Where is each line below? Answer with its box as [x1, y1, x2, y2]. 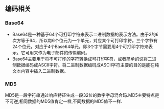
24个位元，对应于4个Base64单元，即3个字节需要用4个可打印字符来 [12, 44, 149, 49]
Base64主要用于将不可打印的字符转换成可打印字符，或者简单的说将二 [12, 56, 153, 62]
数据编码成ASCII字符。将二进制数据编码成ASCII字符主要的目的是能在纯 [16, 62, 159, 67]
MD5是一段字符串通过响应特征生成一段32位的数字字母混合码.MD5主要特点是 [5, 92, 160, 98]
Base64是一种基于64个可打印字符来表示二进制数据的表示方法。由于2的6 [12, 31, 159, 37]
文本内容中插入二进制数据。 [12, 68, 69, 74]
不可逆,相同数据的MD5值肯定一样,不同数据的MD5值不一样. [5, 98, 122, 104]
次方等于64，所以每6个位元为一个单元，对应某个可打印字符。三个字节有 [12, 37, 158, 43]
